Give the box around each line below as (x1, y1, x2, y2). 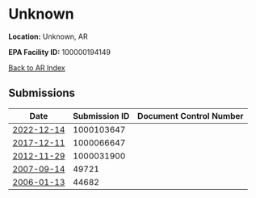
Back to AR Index (8, 62, 66, 73)
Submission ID (72, 110, 130, 121)
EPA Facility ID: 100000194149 (8, 47, 111, 57)
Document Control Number (136, 110, 244, 121)
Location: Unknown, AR (8, 32, 88, 41)
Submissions (8, 86, 75, 100)
